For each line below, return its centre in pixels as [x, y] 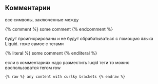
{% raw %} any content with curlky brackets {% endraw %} [65, 76]
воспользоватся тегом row [33, 67]
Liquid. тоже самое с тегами [35, 44]
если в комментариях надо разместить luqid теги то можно [67, 62]
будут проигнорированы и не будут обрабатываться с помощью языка [79, 38]
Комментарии [28, 8]
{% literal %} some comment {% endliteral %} [51, 53]
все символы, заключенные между [42, 19]
